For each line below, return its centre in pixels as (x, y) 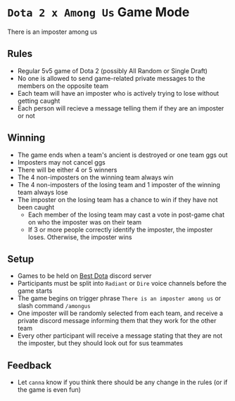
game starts (35, 291)
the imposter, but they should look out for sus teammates (100, 343)
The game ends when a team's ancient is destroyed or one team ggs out (122, 155)
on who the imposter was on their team (85, 222)
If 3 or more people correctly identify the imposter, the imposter (120, 229)
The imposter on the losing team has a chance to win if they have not (118, 199)
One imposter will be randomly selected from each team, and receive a (120, 313)
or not (26, 115)
